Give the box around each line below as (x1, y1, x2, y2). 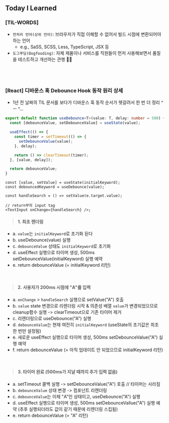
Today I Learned (5, 4, 57, 13)
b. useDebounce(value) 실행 (12, 237, 71, 243)
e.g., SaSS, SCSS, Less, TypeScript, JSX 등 (20, 44, 110, 50)
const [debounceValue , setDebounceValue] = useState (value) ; (10, 121, 141, 126)
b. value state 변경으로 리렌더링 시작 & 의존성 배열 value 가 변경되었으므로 (12, 302, 158, 308)
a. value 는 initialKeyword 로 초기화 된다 (12, 231, 93, 237)
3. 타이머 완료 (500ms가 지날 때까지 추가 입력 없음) (17, 369, 118, 375)
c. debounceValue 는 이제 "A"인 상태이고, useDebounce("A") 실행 (12, 393, 141, 399)
